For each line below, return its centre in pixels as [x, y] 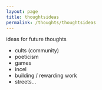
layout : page [22, 11]
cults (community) [37, 51]
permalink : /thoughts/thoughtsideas [51, 22]
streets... [25, 82]
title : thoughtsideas [33, 17]
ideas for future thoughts [36, 39]
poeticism [27, 57]
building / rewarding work [46, 76]
